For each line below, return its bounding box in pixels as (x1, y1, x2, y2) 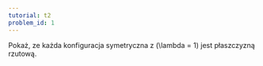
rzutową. (8, 49, 37, 58)
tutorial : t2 (8, 11, 51, 20)
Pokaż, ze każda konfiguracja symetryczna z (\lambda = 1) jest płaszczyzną (8, 40, 255, 49)
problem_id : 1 (8, 19, 55, 27)
